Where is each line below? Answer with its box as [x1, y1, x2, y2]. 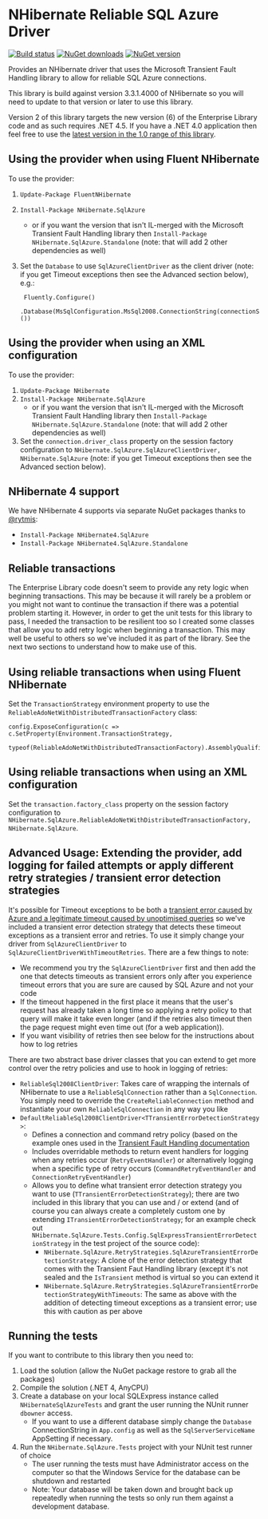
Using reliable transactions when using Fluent [8, 665, 241, 679]
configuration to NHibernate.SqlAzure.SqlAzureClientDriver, [19, 445, 221, 454]
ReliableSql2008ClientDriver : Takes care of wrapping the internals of [19, 1078, 250, 1088]
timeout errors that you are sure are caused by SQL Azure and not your [19, 980, 254, 990]
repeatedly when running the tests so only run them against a [31, 1493, 234, 1503]
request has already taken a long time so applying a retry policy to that [19, 1005, 252, 1015]
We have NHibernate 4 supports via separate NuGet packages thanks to [8, 506, 246, 516]
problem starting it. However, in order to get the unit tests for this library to [8, 609, 253, 618]
